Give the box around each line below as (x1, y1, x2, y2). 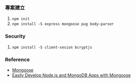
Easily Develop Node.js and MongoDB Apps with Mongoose (12, 72, 131, 78)
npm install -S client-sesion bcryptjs (12, 45, 93, 50)
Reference (5, 56, 30, 63)
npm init (12, 17, 30, 21)
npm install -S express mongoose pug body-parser (12, 22, 114, 27)
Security (5, 33, 26, 40)
